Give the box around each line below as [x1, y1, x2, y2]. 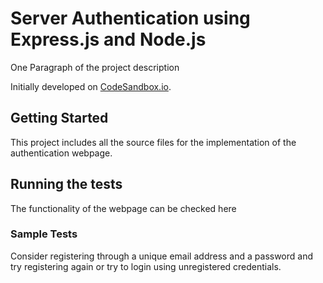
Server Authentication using [10, 7, 251, 30]
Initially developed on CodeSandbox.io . [10, 80, 172, 92]
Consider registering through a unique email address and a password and [10, 250, 314, 262]
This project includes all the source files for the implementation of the [10, 136, 297, 148]
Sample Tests [10, 227, 78, 241]
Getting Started [10, 110, 109, 127]
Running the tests [10, 176, 123, 193]
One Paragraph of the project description [10, 61, 180, 73]
